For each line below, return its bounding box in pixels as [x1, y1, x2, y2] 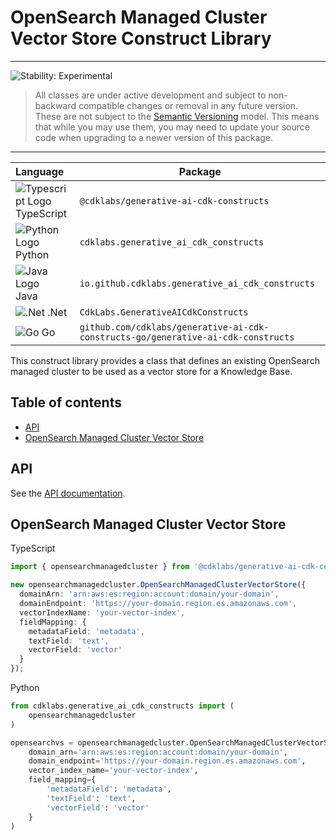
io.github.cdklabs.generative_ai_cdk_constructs [79, 277, 316, 289]
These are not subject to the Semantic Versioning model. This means [34, 110, 320, 122]
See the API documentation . [10, 487, 126, 499]
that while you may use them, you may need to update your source [34, 121, 310, 133]
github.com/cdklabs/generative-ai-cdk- [79, 321, 270, 333]
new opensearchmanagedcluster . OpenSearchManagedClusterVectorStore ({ [10, 580, 307, 590]
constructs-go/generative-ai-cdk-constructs [79, 331, 295, 343]
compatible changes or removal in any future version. [78, 99, 299, 111]
